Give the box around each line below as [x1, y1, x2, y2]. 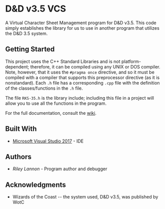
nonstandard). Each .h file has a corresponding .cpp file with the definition [5, 80, 160, 86]
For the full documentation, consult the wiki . [5, 110, 97, 116]
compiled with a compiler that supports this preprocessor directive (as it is [5, 74, 160, 81]
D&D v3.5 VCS [5, 3, 67, 15]
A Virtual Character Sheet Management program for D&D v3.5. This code [5, 20, 156, 26]
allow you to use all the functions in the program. [5, 100, 107, 106]
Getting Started [5, 45, 55, 53]
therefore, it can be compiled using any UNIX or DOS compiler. [30, 63, 160, 69]
